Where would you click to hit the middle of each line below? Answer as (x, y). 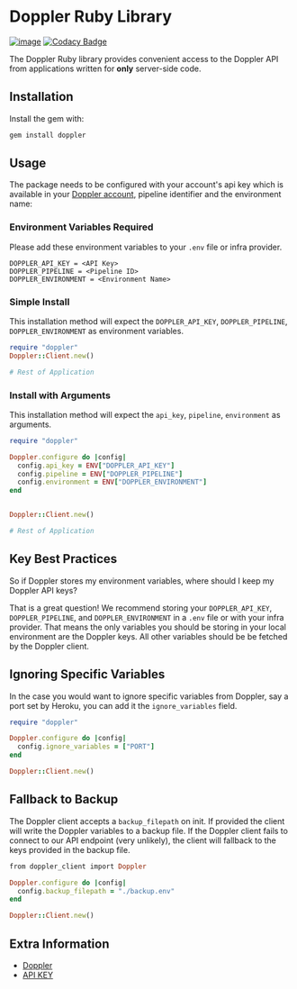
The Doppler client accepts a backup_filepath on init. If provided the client (147, 821)
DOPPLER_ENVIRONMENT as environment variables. (97, 331)
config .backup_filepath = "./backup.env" (96, 891)
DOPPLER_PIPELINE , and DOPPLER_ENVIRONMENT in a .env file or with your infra (147, 617)
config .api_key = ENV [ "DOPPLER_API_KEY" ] (96, 466)
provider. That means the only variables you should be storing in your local (148, 627)
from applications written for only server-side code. (105, 68)
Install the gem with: (47, 118)
